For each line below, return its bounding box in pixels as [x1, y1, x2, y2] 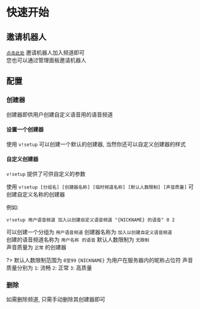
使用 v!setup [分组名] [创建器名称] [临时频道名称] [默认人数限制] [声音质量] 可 [6, 183, 194, 190]
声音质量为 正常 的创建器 [6, 244, 67, 251]
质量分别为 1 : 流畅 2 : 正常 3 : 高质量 [6, 264, 92, 271]
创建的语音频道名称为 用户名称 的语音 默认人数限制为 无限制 [6, 236, 150, 243]
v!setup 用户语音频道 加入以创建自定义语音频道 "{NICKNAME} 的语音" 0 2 [6, 217, 175, 223]
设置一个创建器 [6, 126, 44, 133]
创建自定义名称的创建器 [6, 191, 65, 198]
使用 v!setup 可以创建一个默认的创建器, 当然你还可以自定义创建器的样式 [6, 141, 186, 148]
